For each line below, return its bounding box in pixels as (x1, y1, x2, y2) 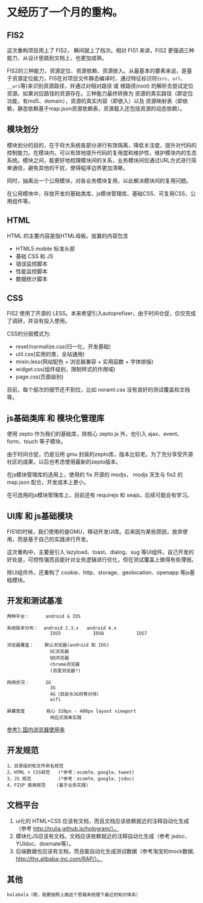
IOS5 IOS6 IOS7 (49, 630, 148, 636)
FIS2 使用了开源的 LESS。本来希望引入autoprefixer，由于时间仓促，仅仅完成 (7, 309, 196, 317)
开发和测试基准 (7, 596, 63, 606)
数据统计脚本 (15, 275, 48, 282)
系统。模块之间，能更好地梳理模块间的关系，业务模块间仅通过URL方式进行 (7, 157, 192, 164)
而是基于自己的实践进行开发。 (17, 536, 92, 543)
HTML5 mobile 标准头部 (15, 245, 75, 252)
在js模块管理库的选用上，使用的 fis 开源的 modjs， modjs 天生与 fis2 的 (7, 471, 183, 478)
